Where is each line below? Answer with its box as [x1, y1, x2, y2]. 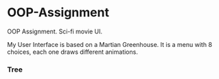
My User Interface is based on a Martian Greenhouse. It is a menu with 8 [7, 40, 213, 48]
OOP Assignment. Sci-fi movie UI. [7, 27, 103, 35]
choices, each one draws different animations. [7, 48, 139, 56]
